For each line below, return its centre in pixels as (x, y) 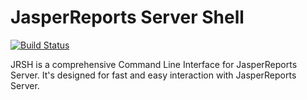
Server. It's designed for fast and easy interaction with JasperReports (153, 75)
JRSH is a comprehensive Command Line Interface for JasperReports (154, 64)
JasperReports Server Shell (127, 17)
